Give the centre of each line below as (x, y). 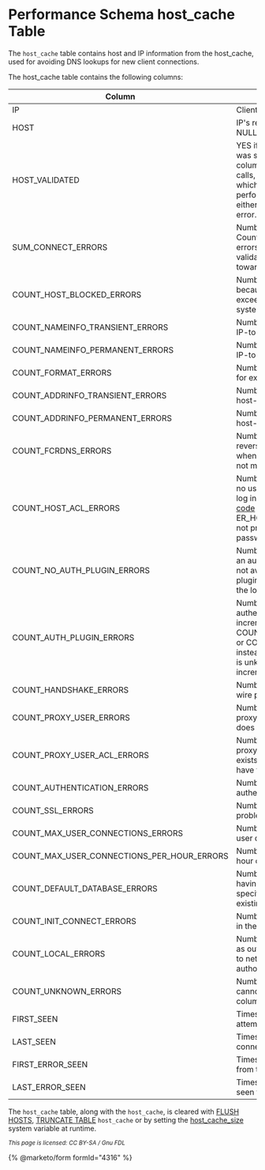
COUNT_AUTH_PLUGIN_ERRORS (73, 637)
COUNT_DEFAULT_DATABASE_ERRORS (85, 889)
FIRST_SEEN (35, 1019)
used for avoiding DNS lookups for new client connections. (104, 62)
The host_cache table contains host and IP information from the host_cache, (131, 53)
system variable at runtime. (52, 1128)
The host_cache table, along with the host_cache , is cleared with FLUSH (123, 1111)
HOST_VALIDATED (46, 179)
